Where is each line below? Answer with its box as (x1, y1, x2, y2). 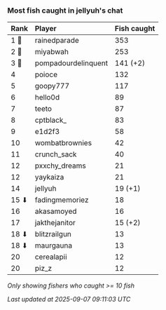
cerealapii (34, 252, 68, 262)
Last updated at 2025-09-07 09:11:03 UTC (7, 295, 131, 304)
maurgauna (34, 241, 72, 250)
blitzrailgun (34, 229, 72, 239)
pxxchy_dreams (34, 161, 86, 170)
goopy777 (34, 81, 70, 91)
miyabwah (34, 47, 69, 57)
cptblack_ (34, 115, 67, 125)
